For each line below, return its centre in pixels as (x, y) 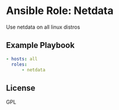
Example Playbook (40, 45)
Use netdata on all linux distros (43, 27)
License (21, 88)
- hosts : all (22, 59)
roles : (19, 64)
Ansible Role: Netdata (60, 11)
